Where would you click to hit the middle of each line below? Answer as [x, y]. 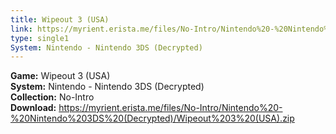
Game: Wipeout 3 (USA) [60, 76]
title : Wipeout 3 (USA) [60, 19]
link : [21, 29]
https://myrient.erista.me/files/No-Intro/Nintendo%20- [170, 108]
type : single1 [40, 38]
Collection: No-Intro [52, 97]
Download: [33, 108]
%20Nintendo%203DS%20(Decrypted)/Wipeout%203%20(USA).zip [152, 118]
